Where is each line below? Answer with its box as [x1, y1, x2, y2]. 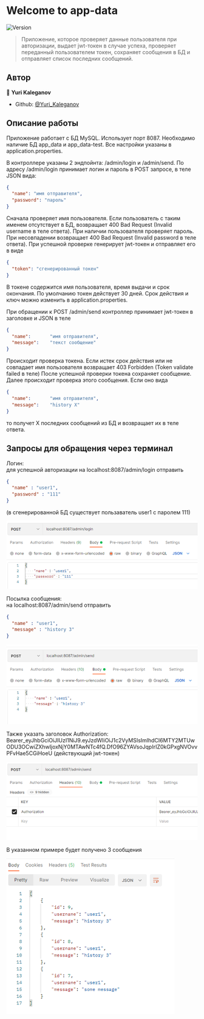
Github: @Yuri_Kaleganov [15, 100, 80, 108]
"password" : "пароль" [12, 197, 67, 204]
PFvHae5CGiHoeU [6, 749, 53, 757]
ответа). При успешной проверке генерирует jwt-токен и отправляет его [6, 241, 196, 248]
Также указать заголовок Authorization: [6, 730, 109, 737]
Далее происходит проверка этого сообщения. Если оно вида [6, 376, 168, 384]
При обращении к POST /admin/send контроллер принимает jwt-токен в [6, 308, 193, 315]
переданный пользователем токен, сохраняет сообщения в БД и [21, 48, 191, 55]
